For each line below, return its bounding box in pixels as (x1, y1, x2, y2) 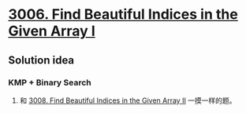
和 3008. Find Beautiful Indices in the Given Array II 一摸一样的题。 (19, 96, 237, 105)
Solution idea (8, 53, 75, 67)
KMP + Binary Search (8, 77, 92, 88)
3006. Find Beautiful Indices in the (8, 5, 238, 24)
